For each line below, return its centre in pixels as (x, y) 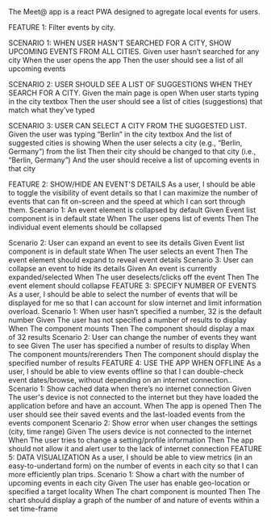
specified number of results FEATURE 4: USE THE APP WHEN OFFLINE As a (135, 363)
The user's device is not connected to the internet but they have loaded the (134, 397)
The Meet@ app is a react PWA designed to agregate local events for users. (134, 12)
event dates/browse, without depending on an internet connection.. (120, 380)
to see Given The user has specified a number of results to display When (129, 346)
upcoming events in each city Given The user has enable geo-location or (129, 483)
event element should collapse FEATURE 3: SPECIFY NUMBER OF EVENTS (132, 285)
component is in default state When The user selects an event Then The (128, 251)
